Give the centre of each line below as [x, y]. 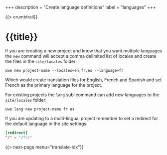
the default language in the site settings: [47, 124]
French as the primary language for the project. [54, 85]
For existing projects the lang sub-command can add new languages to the [82, 95]
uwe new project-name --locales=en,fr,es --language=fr [64, 70]
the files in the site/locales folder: [41, 61]
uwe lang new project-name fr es [40, 109]
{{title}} [22, 37]
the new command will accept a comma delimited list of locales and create [81, 56]
